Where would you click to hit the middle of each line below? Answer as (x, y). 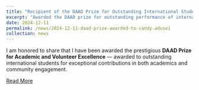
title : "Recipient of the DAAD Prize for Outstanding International (92, 12)
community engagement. (37, 69)
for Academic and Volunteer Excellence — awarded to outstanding (89, 57)
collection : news (28, 34)
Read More (20, 81)
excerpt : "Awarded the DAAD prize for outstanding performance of (90, 17)
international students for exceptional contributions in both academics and (97, 63)
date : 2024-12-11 (28, 22)
